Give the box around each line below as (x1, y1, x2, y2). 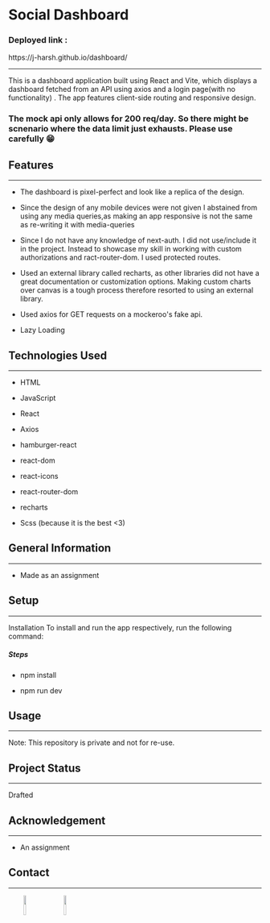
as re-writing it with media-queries (19, 220, 135, 230)
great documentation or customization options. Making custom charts (19, 276, 252, 287)
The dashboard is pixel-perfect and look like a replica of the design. (19, 187, 245, 197)
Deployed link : (8, 35, 68, 46)
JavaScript (19, 393, 56, 403)
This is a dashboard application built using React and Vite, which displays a (8, 76, 257, 85)
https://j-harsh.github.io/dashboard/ (8, 52, 128, 62)
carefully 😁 (8, 133, 55, 144)
